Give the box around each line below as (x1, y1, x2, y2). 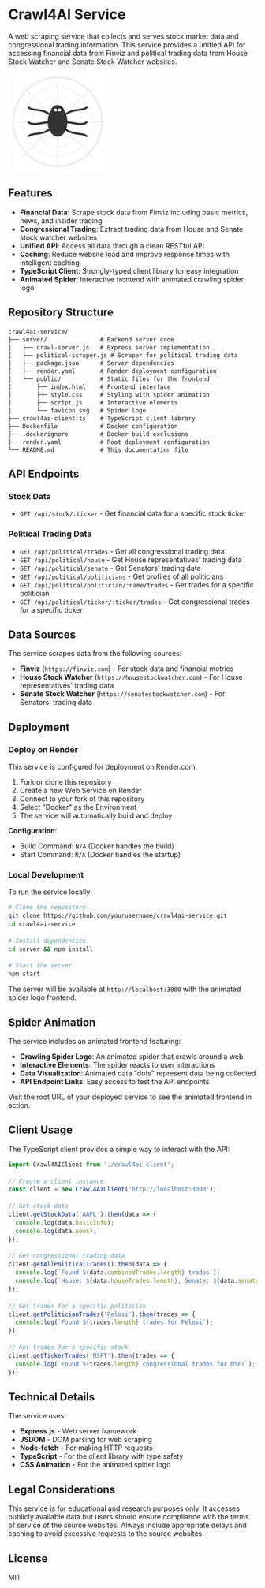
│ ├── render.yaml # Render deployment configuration (8, 367, 217, 375)
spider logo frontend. (8, 993, 77, 1002)
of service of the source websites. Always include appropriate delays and (8, 1520, 247, 1530)
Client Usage (8, 1124, 73, 1137)
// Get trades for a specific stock (8, 1344, 129, 1351)
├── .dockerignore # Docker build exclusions (8, 430, 189, 438)
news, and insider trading (19, 215, 103, 226)
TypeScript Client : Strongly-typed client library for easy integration (19, 266, 239, 275)
